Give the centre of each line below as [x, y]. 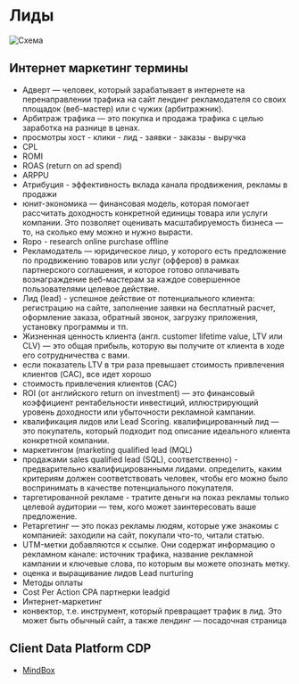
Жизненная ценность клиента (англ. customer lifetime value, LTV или [152, 336]
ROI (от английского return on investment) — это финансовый [138, 392]
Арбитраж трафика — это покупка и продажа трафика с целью [143, 118]
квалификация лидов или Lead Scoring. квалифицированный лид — [150, 421]
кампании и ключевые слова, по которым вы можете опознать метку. [156, 564]
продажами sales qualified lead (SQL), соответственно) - [130, 459]
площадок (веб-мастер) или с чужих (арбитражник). [123, 109]
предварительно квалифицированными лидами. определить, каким [152, 468]
